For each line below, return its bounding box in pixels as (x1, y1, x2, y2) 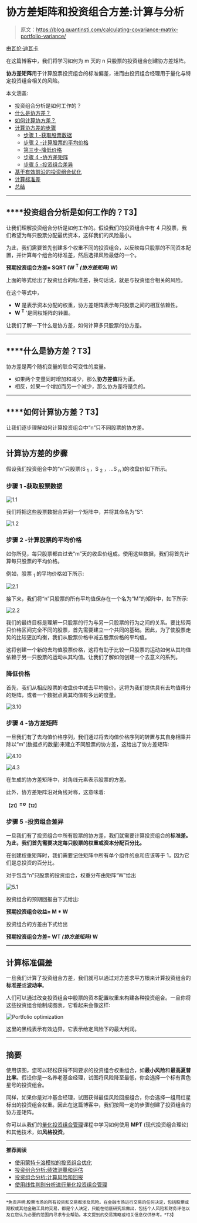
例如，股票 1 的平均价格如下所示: (6, 570, 84, 579)
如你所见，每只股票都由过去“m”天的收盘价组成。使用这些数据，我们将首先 (6, 550, 185, 557)
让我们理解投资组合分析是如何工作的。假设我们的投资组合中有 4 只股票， (6, 224, 182, 231)
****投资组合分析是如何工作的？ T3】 (6, 207, 142, 218)
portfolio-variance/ (20, 32, 66, 39)
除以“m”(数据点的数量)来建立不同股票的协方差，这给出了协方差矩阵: (6, 741, 169, 748)
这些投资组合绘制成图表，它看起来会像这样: (6, 1002, 111, 1009)
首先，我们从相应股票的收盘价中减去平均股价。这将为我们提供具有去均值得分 (6, 684, 191, 691)
